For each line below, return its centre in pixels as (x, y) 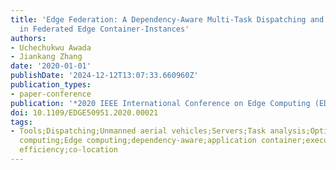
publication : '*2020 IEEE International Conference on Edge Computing (160, 103)
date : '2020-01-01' (51, 66)
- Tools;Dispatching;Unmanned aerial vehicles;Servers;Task (138, 131)
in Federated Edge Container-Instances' (104, 29)
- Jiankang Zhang (46, 57)
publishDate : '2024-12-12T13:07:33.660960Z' (104, 76)
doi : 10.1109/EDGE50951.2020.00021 (84, 112)
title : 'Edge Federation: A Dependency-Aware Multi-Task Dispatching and (167, 19)
